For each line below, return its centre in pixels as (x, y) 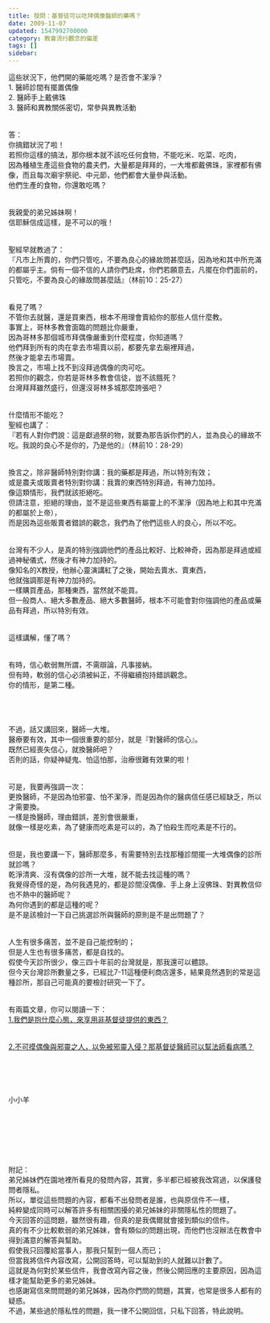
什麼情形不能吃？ (37, 415)
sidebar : (23, 53)
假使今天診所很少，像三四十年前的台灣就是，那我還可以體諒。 (110, 962)
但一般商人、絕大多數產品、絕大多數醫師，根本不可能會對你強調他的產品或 (131, 600)
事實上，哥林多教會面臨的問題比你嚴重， (75, 327)
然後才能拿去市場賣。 (43, 357)
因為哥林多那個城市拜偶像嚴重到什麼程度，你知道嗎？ (96, 337)
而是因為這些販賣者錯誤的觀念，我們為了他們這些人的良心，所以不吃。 (125, 522)
